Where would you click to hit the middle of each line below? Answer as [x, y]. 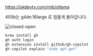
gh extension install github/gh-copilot [47, 44]
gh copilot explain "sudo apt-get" [41, 49]
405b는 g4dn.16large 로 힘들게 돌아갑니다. [46, 17]
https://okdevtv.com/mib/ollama [37, 7]
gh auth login [20, 40]
